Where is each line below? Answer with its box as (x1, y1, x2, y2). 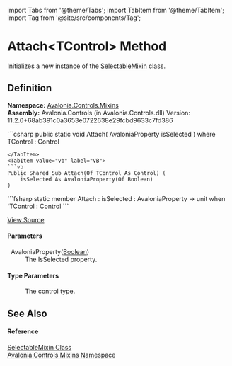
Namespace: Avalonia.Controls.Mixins (7, 101, 119, 109)
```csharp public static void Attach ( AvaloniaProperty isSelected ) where (7, 130, 216, 138)
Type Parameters (7, 271, 59, 280)
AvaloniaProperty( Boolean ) (10, 247, 90, 256)
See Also (7, 307, 47, 319)
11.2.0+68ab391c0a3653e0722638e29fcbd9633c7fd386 (7, 116, 173, 125)
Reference (7, 327, 39, 336)
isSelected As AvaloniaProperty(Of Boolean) (20, 176, 153, 183)
